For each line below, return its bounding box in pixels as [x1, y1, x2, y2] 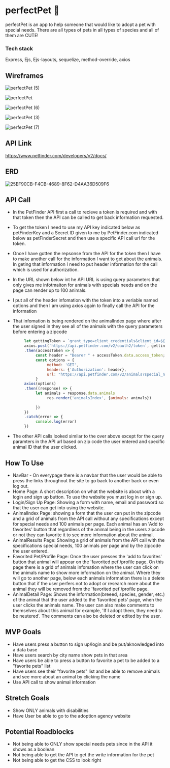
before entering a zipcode [12, 328, 67, 335]
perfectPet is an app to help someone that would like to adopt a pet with [5, 21, 156, 28]
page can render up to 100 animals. [12, 287, 87, 293]
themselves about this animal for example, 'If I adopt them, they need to [12, 607, 163, 613]
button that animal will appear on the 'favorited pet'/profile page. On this [12, 559, 164, 565]
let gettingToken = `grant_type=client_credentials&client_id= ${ [24, 339, 165, 344]
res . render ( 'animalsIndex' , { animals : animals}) [47, 395, 152, 400]
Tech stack [5, 45, 33, 52]
